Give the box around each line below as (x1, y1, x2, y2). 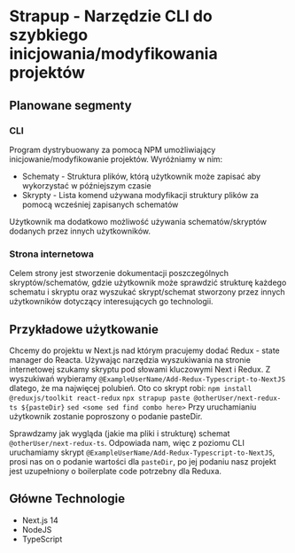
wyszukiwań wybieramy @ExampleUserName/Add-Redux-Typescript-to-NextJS (9, 373, 286, 384)
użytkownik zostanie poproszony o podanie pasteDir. (9, 411, 203, 421)
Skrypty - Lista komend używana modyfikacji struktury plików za (21, 189, 260, 200)
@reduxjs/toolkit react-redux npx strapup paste (9, 394, 190, 403)
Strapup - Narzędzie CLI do (9, 6, 213, 27)
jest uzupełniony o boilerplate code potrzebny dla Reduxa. (9, 465, 222, 476)
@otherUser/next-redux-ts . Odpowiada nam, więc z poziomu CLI (9, 437, 245, 448)
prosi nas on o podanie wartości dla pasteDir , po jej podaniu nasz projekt (9, 456, 276, 466)
